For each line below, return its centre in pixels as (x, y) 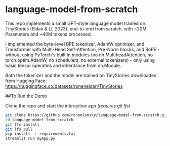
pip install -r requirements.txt (40, 134)
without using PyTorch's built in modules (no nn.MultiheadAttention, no (79, 55)
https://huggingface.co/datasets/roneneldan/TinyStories (64, 86)
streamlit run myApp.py (30, 139)
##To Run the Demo (26, 96)
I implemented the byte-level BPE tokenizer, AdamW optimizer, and (75, 44)
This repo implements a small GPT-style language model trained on (75, 23)
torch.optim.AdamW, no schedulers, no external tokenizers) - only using (80, 60)
